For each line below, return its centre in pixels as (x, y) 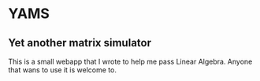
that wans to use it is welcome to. (62, 70)
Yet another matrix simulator (80, 43)
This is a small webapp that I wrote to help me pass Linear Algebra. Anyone (130, 61)
